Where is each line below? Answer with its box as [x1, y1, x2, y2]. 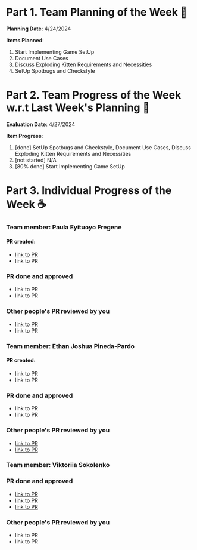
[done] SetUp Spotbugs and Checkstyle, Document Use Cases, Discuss [14, 143, 192, 151]
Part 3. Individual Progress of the [6, 184, 172, 198]
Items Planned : [6, 36, 45, 44]
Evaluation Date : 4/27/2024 [6, 121, 76, 128]
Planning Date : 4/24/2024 [6, 25, 71, 32]
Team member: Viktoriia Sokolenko [6, 461, 110, 469]
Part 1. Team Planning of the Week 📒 [6, 5, 187, 19]
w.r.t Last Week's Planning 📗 [6, 101, 150, 115]
